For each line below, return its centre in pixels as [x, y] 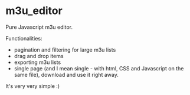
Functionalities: [24, 38]
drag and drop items [39, 56]
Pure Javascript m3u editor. [39, 27]
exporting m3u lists [37, 62]
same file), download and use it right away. [66, 74]
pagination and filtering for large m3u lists [65, 50]
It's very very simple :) [33, 86]
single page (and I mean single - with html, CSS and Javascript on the [99, 68]
